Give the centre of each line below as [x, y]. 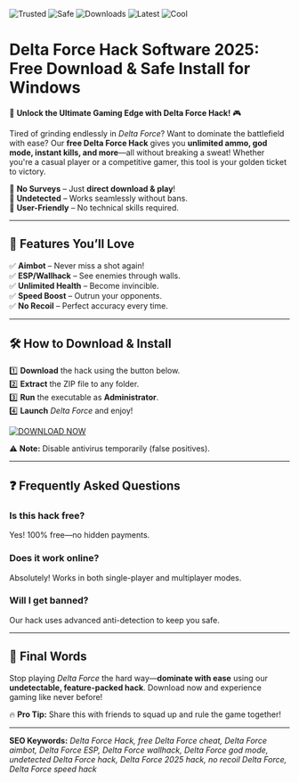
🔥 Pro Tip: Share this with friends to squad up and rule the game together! [145, 714]
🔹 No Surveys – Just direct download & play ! [93, 188]
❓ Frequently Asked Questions [95, 486]
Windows [45, 88]
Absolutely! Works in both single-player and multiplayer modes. [125, 577]
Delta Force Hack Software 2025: [134, 50]
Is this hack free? [47, 515]
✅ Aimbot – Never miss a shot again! [77, 265]
